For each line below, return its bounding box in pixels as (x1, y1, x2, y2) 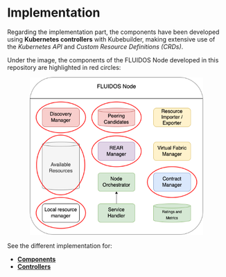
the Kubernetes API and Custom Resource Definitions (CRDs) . (7, 42, 184, 51)
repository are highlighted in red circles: (7, 63, 121, 71)
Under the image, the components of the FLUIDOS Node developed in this (7, 55, 219, 64)
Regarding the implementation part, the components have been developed (7, 28, 220, 36)
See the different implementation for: (7, 242, 112, 250)
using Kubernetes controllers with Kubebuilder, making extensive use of (7, 35, 216, 43)
